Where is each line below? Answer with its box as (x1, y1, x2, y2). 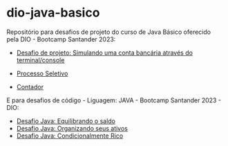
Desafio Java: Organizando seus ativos (16, 124, 129, 132)
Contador (16, 82, 44, 91)
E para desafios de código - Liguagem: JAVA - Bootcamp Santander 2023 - (6, 95, 222, 104)
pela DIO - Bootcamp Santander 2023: (6, 35, 116, 43)
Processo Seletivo (16, 69, 68, 77)
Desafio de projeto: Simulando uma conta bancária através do (16, 48, 193, 57)
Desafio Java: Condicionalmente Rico (16, 131, 124, 140)
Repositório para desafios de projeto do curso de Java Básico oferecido (6, 28, 211, 36)
